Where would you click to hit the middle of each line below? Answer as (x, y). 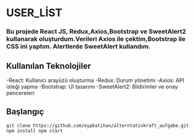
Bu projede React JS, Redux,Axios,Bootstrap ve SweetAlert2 (96, 32)
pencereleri (20, 93)
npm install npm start (34, 131)
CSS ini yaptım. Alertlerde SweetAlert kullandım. (79, 47)
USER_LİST (34, 13)
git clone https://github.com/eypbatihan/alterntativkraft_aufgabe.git (97, 126)
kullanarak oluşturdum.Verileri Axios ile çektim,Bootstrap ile (96, 39)
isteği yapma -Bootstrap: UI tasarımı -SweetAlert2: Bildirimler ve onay (92, 86)
